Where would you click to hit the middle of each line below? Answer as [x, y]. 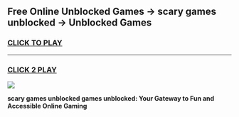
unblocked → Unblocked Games [80, 23]
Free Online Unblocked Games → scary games [112, 12]
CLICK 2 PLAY [32, 69]
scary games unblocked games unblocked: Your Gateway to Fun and [111, 98]
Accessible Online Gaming [47, 106]
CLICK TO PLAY [35, 43]
